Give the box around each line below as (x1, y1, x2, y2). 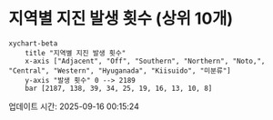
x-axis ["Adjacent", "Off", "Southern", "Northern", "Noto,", (25, 56, 266, 65)
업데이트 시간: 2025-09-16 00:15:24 (8, 101, 140, 112)
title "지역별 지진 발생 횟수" (25, 48, 126, 57)
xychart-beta (8, 38, 58, 48)
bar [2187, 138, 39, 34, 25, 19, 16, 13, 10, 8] (25, 84, 213, 93)
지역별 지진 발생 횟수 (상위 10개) (8, 8, 234, 29)
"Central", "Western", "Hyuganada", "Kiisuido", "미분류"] (8, 65, 231, 75)
